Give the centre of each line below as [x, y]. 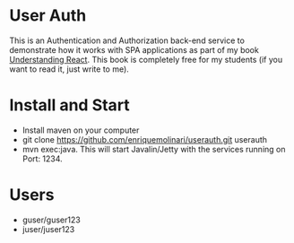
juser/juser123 [48, 229]
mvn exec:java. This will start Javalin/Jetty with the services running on [154, 149]
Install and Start [69, 105]
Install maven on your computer [81, 130]
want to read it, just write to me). [69, 69]
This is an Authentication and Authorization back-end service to [127, 40]
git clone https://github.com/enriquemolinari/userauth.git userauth [144, 139]
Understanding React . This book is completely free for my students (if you [146, 59]
